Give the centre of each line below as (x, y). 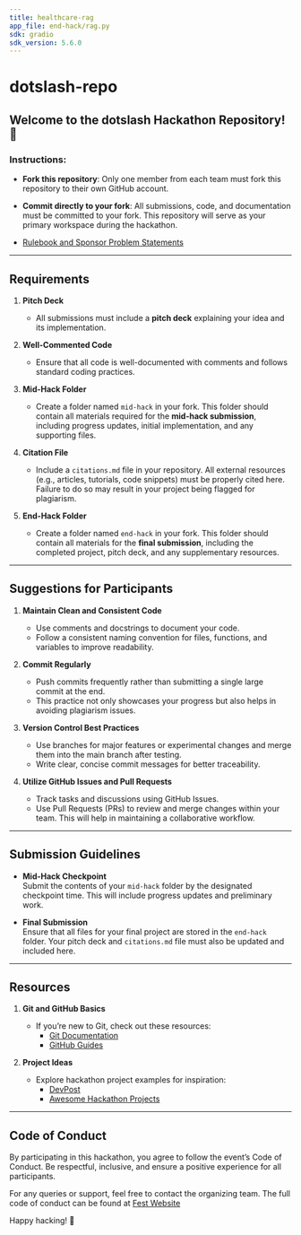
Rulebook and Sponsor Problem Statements (103, 242)
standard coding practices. (86, 371)
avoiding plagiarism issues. (86, 710)
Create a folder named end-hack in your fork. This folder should (152, 533)
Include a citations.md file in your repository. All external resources (160, 470)
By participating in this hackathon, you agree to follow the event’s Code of (146, 1157)
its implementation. (71, 327)
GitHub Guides (76, 1045)
